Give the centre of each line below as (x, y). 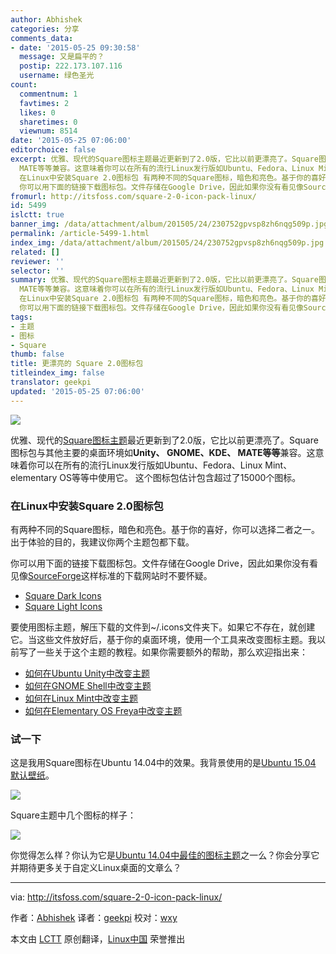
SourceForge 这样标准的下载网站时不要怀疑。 (120, 575)
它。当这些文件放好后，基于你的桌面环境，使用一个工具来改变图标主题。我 (163, 639)
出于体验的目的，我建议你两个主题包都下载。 (102, 542)
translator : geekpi (51, 382)
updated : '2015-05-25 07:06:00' (77, 391)
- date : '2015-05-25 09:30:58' (75, 47)
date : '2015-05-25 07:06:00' (71, 141)
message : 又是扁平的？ (62, 57)
